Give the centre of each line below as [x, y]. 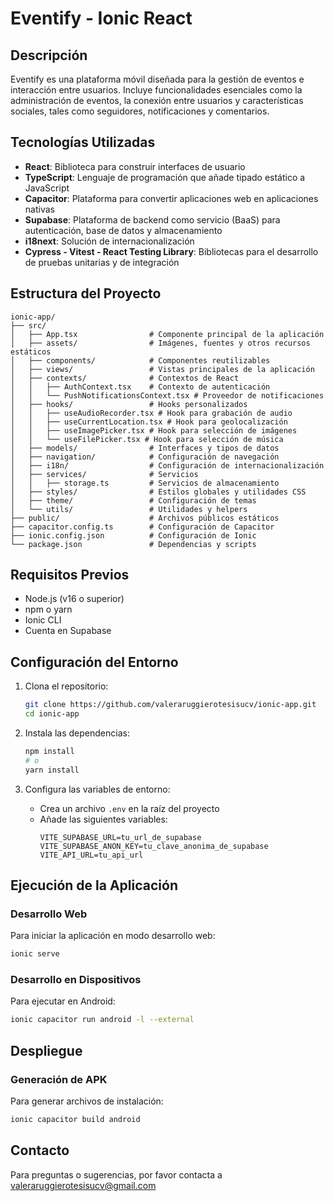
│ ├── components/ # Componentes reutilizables [140, 360]
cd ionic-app [52, 714]
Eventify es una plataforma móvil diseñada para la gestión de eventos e [157, 79]
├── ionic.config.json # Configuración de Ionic [133, 535]
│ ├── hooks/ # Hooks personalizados [129, 404]
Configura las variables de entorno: [97, 789]
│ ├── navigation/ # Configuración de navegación [145, 457]
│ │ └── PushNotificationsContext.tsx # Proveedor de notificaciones [167, 395]
